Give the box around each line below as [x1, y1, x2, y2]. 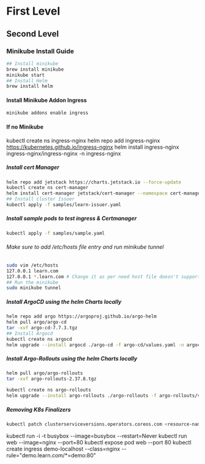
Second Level [6, 29, 59, 39]
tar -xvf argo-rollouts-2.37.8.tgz [6, 376, 97, 382]
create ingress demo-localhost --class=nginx [6, 445, 120, 452]
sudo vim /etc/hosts [6, 262, 59, 268]
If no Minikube [6, 123, 44, 130]
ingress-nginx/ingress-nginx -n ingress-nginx [6, 149, 121, 157]
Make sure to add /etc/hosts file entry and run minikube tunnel [6, 243, 164, 251]
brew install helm [6, 84, 53, 90]
